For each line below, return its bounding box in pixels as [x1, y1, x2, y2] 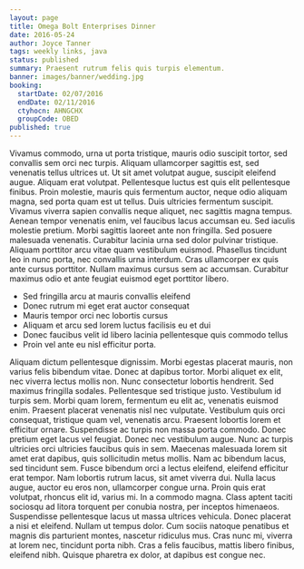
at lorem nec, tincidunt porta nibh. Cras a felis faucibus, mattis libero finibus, [9, 540, 295, 550]
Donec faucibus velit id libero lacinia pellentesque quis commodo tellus [22, 329, 289, 340]
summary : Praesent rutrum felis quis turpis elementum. [9, 64, 225, 74]
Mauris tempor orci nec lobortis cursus [22, 310, 169, 320]
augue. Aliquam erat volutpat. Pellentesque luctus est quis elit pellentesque [9, 177, 290, 187]
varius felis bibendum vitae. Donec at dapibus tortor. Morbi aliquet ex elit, [9, 367, 283, 377]
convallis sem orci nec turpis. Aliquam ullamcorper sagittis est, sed [9, 158, 260, 168]
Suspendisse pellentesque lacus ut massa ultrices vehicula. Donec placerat [9, 511, 291, 522]
